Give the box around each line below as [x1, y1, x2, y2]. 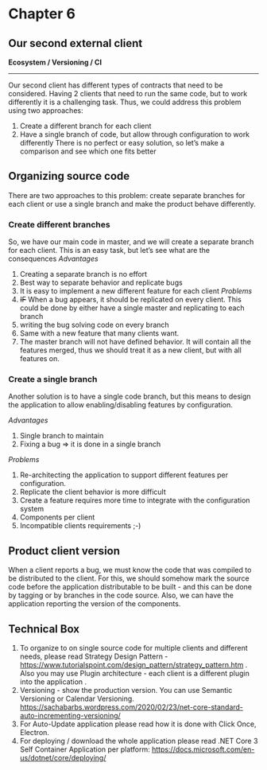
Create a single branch [8, 374, 98, 385]
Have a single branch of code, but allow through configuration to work [19, 130, 250, 139]
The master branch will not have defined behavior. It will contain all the [19, 337, 252, 347]
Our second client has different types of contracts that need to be [8, 80, 223, 90]
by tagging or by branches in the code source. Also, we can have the [8, 590, 234, 601]
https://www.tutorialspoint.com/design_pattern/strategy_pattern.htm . [19, 660, 248, 670]
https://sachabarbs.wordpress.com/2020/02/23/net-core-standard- [19, 702, 244, 712]
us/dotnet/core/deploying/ [19, 753, 106, 763]
